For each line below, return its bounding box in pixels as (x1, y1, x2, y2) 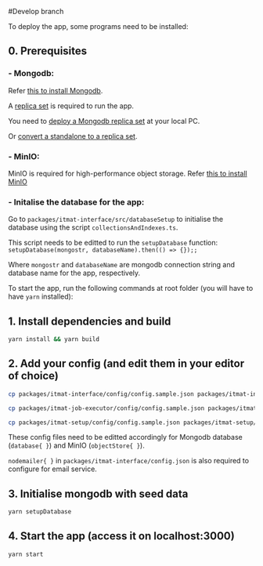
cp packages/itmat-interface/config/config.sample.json (8, 390, 194, 398)
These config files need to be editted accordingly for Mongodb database (8, 433, 243, 442)
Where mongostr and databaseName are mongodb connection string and (8, 260, 236, 270)
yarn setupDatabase (8, 508, 72, 516)
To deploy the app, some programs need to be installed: (8, 22, 189, 31)
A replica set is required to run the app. (8, 101, 135, 111)
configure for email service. (8, 464, 98, 473)
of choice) (8, 369, 59, 383)
